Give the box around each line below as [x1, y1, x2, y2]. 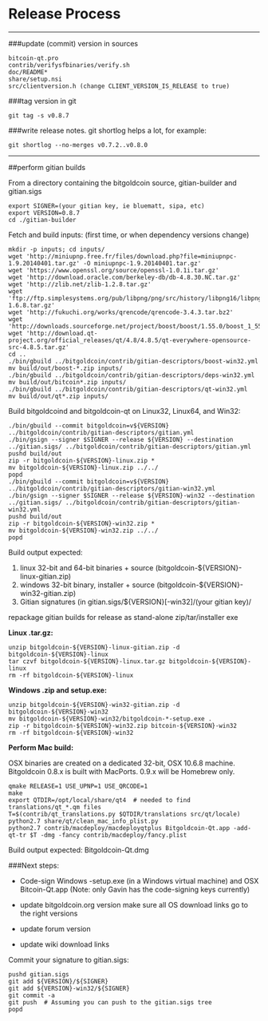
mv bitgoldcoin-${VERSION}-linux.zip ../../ [8, 463, 159, 471]
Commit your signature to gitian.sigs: [8, 955, 129, 964]
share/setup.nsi [8, 75, 62, 83]
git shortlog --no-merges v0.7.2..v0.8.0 [8, 141, 148, 149]
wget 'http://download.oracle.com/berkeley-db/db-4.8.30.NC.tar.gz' [8, 273, 241, 281]
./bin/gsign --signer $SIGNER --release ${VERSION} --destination [8, 435, 234, 443]
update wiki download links [19, 940, 110, 949]
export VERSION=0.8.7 [8, 209, 81, 217]
